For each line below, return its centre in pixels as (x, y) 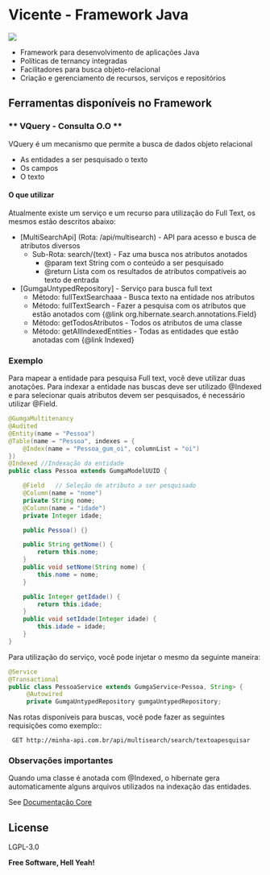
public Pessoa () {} (56, 530)
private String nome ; (59, 500)
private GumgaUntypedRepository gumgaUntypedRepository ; (124, 702)
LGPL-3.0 (24, 847)
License (29, 827)
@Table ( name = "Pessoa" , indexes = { (72, 441)
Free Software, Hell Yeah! (52, 863)
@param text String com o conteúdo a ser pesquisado (134, 263)
